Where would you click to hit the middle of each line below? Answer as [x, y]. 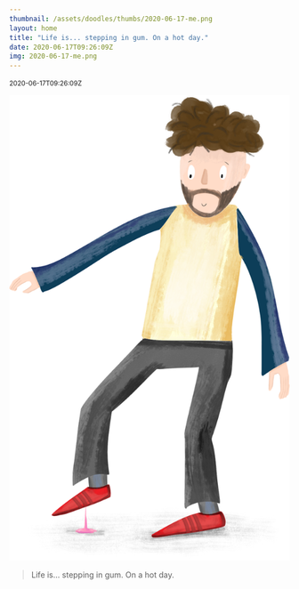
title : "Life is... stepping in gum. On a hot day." [109, 37]
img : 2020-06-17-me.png [53, 56]
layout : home [33, 28]
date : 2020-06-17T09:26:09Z [61, 47]
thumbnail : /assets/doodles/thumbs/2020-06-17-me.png [111, 19]
